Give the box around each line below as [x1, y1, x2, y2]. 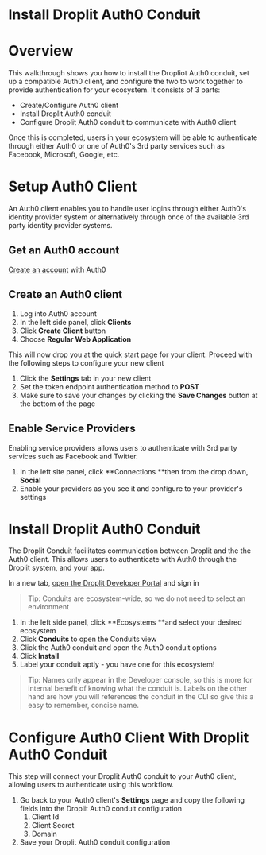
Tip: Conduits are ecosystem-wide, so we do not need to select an [27, 594, 246, 603]
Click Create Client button [19, 326, 106, 335]
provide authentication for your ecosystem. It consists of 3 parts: [8, 85, 221, 95]
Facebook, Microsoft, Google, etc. [8, 149, 120, 160]
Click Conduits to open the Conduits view [19, 634, 157, 644]
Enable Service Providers [8, 422, 137, 435]
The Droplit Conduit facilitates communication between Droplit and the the [8, 546, 252, 555]
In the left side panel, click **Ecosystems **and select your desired [19, 617, 242, 627]
